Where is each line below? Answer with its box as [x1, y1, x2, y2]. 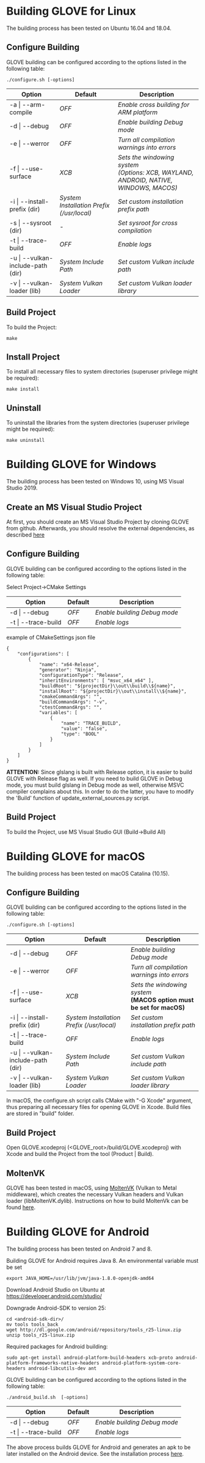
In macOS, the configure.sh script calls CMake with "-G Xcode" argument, [6, 1097, 193, 1104]
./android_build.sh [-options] [6, 1394, 88, 1400]
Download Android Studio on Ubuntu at [6, 1286, 105, 1293]
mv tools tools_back [6, 1321, 59, 1328]
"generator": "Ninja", [38, 666, 97, 673]
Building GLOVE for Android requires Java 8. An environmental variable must [6, 1257, 199, 1264]
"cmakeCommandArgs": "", [38, 693, 103, 699]
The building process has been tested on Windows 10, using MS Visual [6, 478, 184, 485]
